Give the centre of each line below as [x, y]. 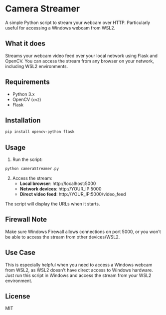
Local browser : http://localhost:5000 [58, 183]
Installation [23, 120]
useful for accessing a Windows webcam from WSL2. [60, 27]
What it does [25, 44]
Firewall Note [26, 220]
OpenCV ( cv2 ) [27, 99]
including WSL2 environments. [37, 66]
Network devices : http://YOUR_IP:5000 [61, 188]
